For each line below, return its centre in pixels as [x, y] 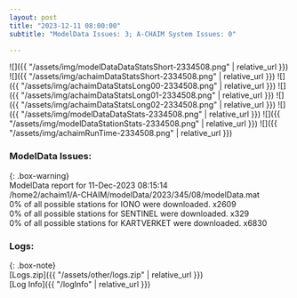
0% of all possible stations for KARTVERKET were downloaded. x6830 [138, 222]
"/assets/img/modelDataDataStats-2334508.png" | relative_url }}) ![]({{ [151, 114]
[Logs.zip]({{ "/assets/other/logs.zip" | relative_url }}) [106, 274]
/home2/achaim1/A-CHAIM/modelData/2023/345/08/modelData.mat [135, 194]
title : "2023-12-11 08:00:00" [65, 26]
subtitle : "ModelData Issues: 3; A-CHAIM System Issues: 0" [123, 34]
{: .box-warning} [39, 175]
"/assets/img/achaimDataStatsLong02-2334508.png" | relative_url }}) [148, 105]
